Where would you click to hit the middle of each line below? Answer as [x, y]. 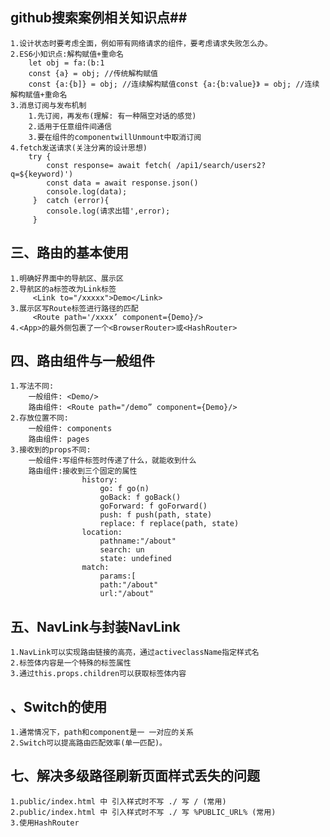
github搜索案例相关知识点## [99, 18]
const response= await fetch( [109, 165]
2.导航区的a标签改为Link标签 [63, 289]
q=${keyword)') [42, 174]
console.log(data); [87, 191]
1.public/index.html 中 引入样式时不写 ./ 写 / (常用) [118, 801]
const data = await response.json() [122, 183]
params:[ [118, 576]
